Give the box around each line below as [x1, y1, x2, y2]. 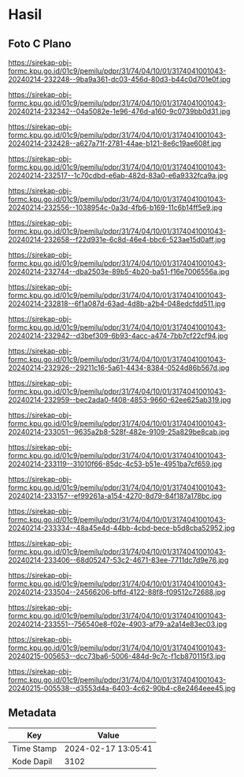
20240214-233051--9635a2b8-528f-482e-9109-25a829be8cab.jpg [8, 428, 230, 436]
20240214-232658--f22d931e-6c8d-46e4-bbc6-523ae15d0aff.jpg [8, 235, 226, 244]
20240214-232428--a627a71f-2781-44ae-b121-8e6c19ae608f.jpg [8, 139, 222, 148]
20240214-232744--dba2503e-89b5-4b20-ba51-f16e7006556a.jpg [8, 267, 230, 276]
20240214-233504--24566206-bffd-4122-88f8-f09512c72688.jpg [8, 588, 226, 596]
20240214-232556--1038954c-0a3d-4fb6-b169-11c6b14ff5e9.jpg [8, 203, 223, 212]
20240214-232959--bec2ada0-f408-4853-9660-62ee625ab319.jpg [8, 395, 231, 404]
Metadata [8, 706, 57, 719]
